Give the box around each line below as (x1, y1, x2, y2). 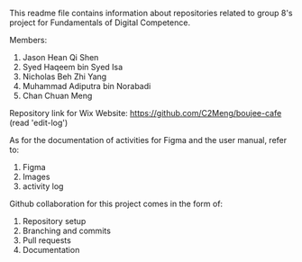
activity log (22, 181, 64, 192)
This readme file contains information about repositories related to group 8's (9, 8, 293, 18)
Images (22, 171, 50, 182)
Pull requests (22, 235, 72, 246)
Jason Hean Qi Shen (22, 52, 99, 62)
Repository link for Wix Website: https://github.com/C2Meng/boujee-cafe (9, 108, 282, 118)
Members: (9, 35, 48, 45)
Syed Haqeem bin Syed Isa (22, 62, 124, 72)
